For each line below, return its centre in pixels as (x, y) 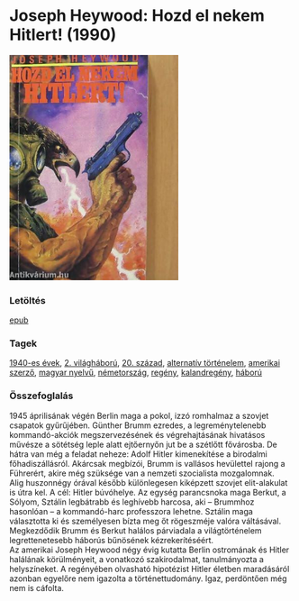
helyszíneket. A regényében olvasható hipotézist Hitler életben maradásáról (149, 569)
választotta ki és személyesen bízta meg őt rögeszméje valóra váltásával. (145, 521)
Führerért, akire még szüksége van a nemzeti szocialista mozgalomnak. (142, 473)
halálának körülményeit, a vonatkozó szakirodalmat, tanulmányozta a (136, 559)
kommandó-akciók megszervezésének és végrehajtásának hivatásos (137, 434)
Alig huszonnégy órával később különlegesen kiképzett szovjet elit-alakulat (149, 482)
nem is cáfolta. (37, 587)
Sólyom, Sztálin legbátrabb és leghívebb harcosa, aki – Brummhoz (132, 502)
